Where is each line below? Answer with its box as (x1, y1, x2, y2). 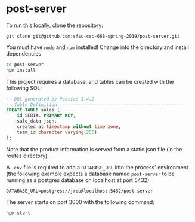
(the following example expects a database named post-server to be (6, 170, 175, 177)
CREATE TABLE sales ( (6, 107, 60, 113)
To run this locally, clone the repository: (6, 22, 103, 29)
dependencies (6, 50, 42, 57)
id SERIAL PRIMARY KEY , (17, 112, 76, 118)
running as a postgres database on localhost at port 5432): (6, 176, 151, 184)
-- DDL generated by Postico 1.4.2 (6, 96, 95, 102)
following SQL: (6, 84, 42, 92)
